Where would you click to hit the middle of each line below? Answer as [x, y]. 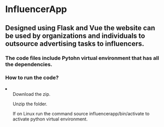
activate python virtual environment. [50, 119]
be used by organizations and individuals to [75, 36]
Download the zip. [31, 94]
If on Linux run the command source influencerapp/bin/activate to [81, 113]
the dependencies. [29, 64]
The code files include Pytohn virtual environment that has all [82, 58]
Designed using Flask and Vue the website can [80, 28]
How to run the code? [32, 78]
